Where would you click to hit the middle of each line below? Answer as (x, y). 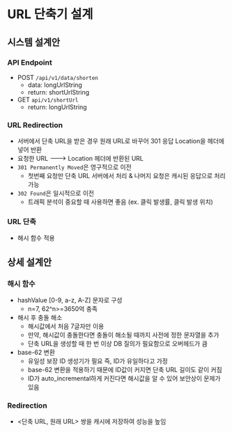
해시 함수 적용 (36, 238)
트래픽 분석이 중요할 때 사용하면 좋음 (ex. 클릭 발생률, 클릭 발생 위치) (121, 202)
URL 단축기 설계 (50, 14)
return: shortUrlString (59, 92)
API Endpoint (30, 62)
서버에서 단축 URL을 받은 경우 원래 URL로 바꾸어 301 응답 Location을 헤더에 (121, 141)
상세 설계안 (30, 262)
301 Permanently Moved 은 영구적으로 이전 (75, 167)
